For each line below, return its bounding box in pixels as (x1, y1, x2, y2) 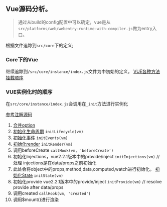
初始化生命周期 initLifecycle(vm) (13, 129, 84, 135)
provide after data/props (13, 184, 64, 190)
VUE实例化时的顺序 (6, 88, 53, 95)
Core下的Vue (6, 56, 39, 63)
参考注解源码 (6, 112, 32, 118)
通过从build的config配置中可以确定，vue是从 (18, 19, 111, 25)
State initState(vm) (22, 172, 63, 178)
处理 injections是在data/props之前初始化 (13, 160, 97, 166)
